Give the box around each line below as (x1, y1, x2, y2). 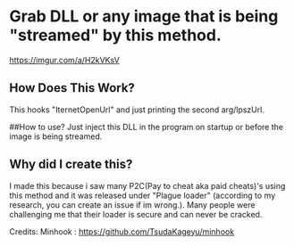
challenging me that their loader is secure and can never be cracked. (9, 209, 263, 219)
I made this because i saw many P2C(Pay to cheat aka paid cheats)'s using (9, 180, 286, 191)
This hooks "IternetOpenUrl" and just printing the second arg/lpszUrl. (9, 104, 265, 115)
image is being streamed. (9, 131, 103, 142)
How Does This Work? (9, 80, 136, 95)
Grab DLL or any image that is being (9, 6, 279, 27)
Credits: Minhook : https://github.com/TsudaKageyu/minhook (9, 225, 235, 237)
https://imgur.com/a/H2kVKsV (9, 54, 121, 65)
